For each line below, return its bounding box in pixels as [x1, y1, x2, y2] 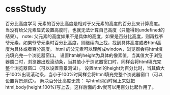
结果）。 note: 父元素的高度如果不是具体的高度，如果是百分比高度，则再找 [5, 33, 159, 39]
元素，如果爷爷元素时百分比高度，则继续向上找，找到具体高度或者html [9, 39, 157, 46]
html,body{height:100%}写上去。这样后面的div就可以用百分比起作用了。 [5, 84, 157, 90]
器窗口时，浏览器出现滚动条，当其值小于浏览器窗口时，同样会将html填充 [5, 58, 157, 65]
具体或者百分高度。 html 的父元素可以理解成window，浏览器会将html [14, 46, 159, 52]
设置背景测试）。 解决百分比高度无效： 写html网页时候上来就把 [5, 77, 135, 84]
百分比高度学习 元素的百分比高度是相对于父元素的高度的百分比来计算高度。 [5, 20, 163, 26]
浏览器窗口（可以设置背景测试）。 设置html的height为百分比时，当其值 [14, 65, 160, 71]
